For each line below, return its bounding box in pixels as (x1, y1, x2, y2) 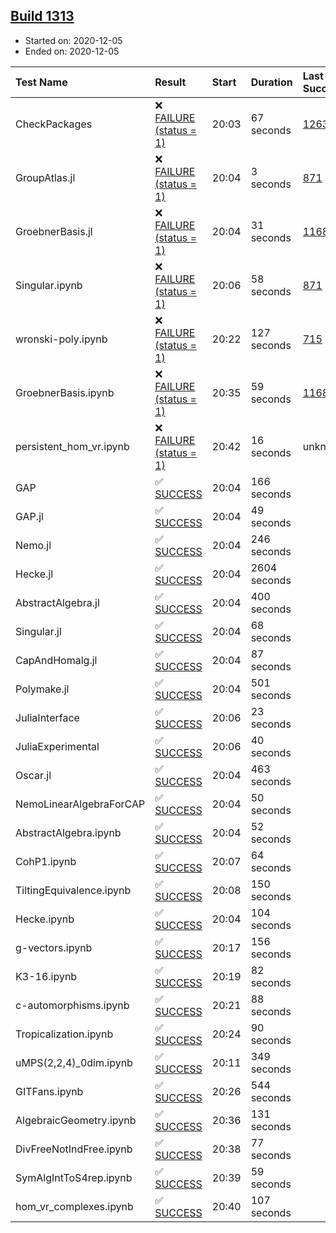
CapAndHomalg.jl (15, 653, 98, 667)
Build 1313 (10, 8, 75, 25)
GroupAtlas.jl (15, 170, 76, 184)
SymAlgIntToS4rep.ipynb (15, 1170, 133, 1184)
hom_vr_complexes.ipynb (15, 1199, 134, 1213)
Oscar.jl (15, 768, 52, 782)
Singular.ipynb (15, 278, 83, 292)
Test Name (15, 75, 68, 89)
